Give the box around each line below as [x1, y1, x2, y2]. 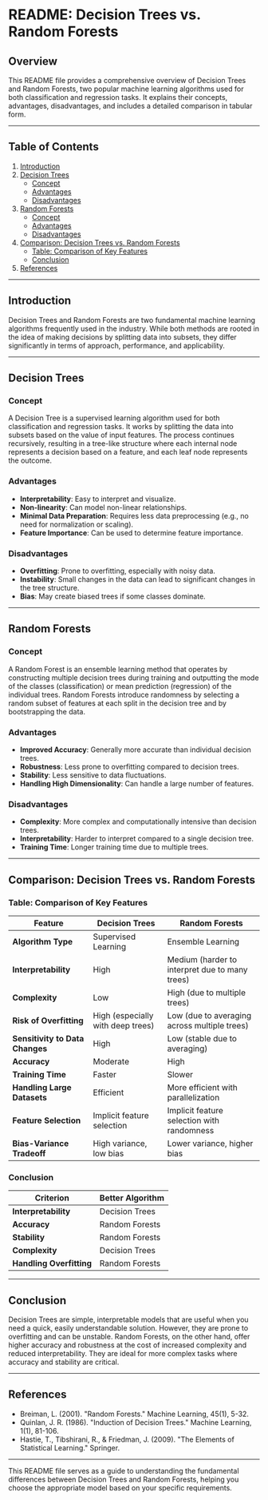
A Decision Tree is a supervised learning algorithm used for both [8, 413, 221, 423]
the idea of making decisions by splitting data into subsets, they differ [8, 332, 237, 341]
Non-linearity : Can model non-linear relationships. [19, 502, 187, 512]
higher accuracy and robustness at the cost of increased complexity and [8, 1340, 247, 1350]
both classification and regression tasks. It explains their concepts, [8, 93, 228, 101]
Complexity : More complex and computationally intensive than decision [19, 817, 257, 826]
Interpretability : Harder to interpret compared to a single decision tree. [19, 834, 254, 844]
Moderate [93, 1056, 130, 1067]
